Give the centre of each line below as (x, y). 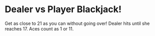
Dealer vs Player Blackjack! (63, 9)
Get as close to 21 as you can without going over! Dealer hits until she (77, 23)
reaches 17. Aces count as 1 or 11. (39, 28)
